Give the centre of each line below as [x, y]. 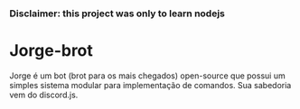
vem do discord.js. [44, 95]
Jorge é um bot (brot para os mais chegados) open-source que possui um [148, 76]
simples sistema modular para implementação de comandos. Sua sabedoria [150, 85]
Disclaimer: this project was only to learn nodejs [117, 14]
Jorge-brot [51, 51]
